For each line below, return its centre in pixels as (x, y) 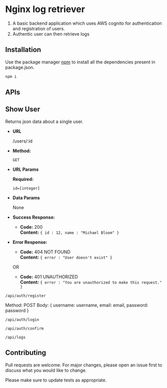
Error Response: (30, 242)
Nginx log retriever (45, 9)
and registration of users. (39, 28)
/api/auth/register (26, 296)
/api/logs (16, 337)
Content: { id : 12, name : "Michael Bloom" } (69, 232)
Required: (23, 179)
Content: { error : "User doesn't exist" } (66, 257)
